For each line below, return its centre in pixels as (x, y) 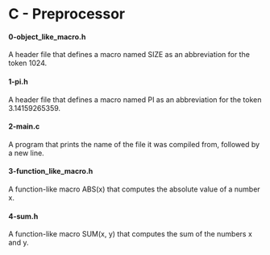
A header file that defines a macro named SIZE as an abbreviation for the (129, 55)
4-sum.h (23, 216)
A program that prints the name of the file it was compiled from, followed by (134, 144)
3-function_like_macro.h (51, 171)
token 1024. (28, 63)
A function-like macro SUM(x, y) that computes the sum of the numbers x (130, 234)
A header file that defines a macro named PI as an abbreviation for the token (135, 99)
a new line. (26, 153)
